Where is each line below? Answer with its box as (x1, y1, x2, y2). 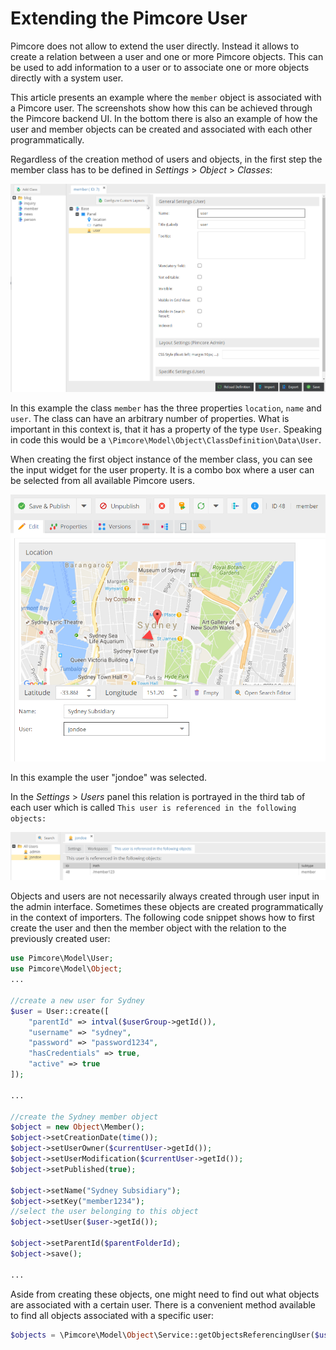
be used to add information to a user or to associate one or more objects (10, 61, 310, 73)
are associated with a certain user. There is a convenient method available (10, 1298, 317, 1311)
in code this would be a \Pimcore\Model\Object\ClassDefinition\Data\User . (10, 433, 322, 446)
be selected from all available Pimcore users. (10, 474, 195, 486)
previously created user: (10, 933, 111, 945)
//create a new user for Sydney (10, 995, 145, 1006)
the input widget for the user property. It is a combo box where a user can (10, 463, 315, 476)
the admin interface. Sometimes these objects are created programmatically (10, 901, 324, 913)
